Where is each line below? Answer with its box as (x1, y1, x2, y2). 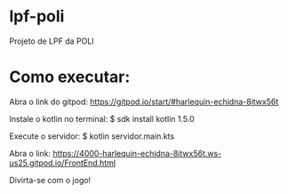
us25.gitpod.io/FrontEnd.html (9, 158, 116, 168)
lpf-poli (9, 6, 65, 27)
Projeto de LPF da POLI (9, 36, 95, 46)
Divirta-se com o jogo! (9, 174, 92, 185)
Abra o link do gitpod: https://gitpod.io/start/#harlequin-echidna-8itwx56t (9, 96, 279, 107)
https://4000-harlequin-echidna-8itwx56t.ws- (52, 148, 222, 158)
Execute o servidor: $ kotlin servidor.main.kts (9, 131, 175, 141)
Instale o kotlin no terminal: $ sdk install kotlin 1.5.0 (9, 113, 196, 124)
